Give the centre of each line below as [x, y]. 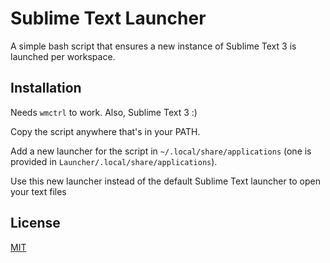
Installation [46, 88]
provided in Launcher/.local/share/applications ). [114, 161]
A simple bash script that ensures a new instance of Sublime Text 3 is [153, 46]
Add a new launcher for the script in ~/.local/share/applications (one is [161, 151]
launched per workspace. [63, 56]
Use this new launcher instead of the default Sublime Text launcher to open [165, 181]
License [35, 223]
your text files [38, 191]
